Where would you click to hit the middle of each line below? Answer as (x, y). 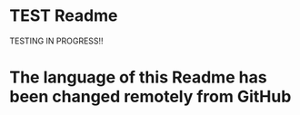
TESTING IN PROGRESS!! (56, 41)
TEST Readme (64, 16)
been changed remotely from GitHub (150, 97)
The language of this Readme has (138, 77)
